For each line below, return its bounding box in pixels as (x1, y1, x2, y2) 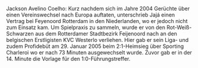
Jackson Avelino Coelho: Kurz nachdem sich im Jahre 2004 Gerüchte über (6, 5, 190, 12)
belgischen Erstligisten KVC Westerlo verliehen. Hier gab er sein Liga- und (6, 37, 189, 43)
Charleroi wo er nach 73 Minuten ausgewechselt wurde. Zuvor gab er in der (6, 49, 193, 56)
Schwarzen (6, 30, 34, 37)
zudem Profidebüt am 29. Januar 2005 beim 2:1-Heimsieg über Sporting (6, 43, 184, 50)
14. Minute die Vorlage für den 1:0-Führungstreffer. (6, 56, 131, 62)
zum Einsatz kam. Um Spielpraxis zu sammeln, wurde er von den (6, 24, 166, 31)
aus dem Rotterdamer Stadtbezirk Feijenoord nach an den (35, 30, 178, 37)
